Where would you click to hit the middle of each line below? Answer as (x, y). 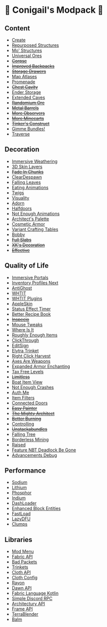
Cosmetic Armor (28, 224)
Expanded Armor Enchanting (41, 366)
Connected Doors (29, 403)
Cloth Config (25, 578)
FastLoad (21, 514)
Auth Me (20, 392)
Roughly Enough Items (34, 335)
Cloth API (21, 572)
